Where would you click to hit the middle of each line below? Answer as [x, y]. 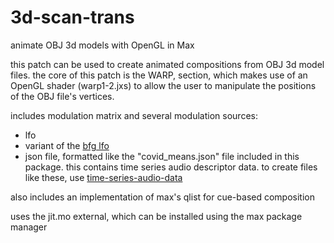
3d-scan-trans [72, 17]
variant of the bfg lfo [67, 145]
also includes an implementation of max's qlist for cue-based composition [162, 197]
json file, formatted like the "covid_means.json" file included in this [162, 156]
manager [29, 227]
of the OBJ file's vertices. [62, 96]
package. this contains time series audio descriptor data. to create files [171, 167]
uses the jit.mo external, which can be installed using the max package [156, 216]
